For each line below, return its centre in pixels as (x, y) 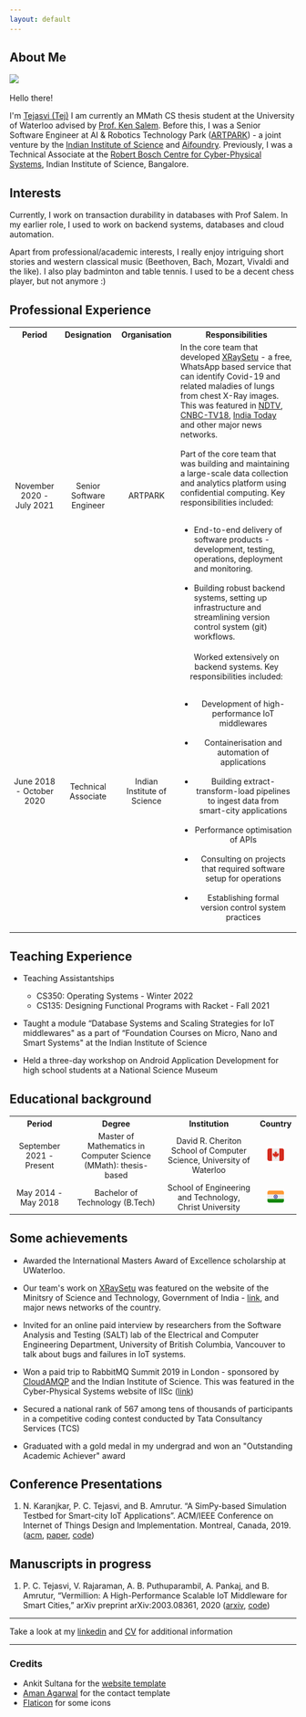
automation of (244, 752)
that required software (243, 869)
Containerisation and (243, 743)
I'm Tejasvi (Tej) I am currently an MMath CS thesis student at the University (152, 116)
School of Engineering (209, 1188)
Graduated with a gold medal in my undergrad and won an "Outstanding (158, 1446)
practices (243, 917)
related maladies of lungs (228, 386)
